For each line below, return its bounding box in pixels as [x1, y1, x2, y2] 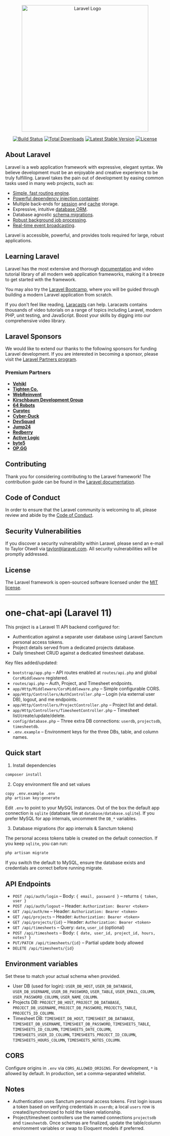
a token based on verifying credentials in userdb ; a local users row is [12, 1104, 155, 1110]
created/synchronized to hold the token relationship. [12, 1109, 122, 1115]
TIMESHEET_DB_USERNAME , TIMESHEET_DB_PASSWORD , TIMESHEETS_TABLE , [12, 1020, 151, 1027]
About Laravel [5, 150, 51, 159]
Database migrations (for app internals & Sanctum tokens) [12, 825, 134, 831]
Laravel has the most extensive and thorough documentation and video [5, 266, 154, 272]
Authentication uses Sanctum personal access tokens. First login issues [12, 1099, 162, 1105]
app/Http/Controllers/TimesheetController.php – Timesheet [12, 707, 140, 713]
